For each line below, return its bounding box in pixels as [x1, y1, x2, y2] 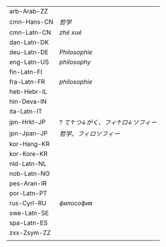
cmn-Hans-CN [9, 18, 53, 26]
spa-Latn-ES [9, 218, 48, 227]
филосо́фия [59, 199, 93, 207]
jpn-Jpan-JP [9, 129, 48, 137]
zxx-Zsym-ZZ [9, 229, 51, 237]
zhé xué [59, 29, 82, 36]
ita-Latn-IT [9, 107, 42, 115]
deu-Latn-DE [9, 48, 49, 56]
